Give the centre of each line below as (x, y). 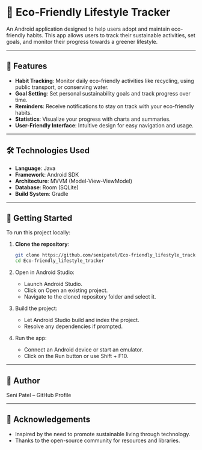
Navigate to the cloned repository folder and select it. (90, 297)
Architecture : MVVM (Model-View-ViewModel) (74, 181)
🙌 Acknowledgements (48, 420)
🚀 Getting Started (39, 218)
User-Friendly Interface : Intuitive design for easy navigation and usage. (104, 125)
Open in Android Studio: (45, 272)
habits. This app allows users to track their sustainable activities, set (111, 35)
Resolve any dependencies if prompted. (73, 326)
